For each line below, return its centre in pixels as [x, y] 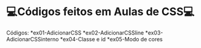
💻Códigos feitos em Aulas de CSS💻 [100, 12]
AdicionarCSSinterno [33, 39]
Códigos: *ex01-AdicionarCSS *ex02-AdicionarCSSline [75, 33]
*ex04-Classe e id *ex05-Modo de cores [111, 39]
